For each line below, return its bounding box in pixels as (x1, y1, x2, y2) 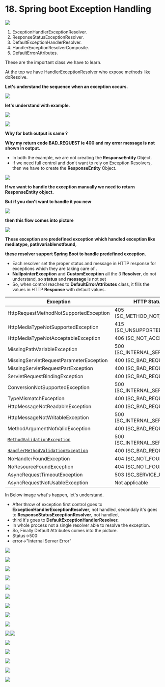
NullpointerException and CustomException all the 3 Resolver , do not (12, 270, 156, 276)
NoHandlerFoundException (7, 455, 70, 462)
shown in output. (5, 145, 41, 151)
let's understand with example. (5, 102, 70, 108)
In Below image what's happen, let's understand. (5, 492, 104, 498)
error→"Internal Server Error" (12, 538, 72, 544)
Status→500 (12, 533, 38, 538)
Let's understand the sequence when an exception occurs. (5, 84, 128, 90)
